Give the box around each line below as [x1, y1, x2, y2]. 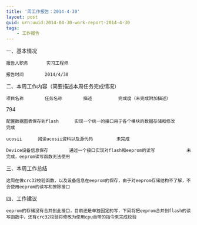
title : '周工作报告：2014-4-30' [6, 8, 81, 15]
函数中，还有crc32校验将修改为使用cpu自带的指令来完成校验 [10, 214, 137, 220]
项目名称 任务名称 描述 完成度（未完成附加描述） [6, 95, 171, 102]
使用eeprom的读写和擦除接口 [10, 184, 71, 190]
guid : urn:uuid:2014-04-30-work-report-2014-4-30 [6, 19, 131, 25]
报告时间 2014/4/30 [6, 72, 69, 78]
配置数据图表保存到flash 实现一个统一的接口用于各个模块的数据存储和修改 [6, 118, 175, 124]
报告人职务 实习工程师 [6, 60, 69, 67]
